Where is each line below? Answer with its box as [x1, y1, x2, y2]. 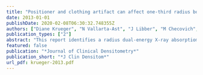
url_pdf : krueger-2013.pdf [6, 59, 74, 65]
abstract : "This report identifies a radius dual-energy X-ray [6, 37, 169, 43]
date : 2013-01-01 [6, 15, 50, 21]
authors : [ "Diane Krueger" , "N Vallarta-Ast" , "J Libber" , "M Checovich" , [6, 25, 199, 32]
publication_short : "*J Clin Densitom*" [6, 54, 110, 60]
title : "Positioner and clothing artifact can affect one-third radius [6, 8, 190, 15]
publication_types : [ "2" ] [6, 31, 71, 37]
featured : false [6, 43, 47, 49]
